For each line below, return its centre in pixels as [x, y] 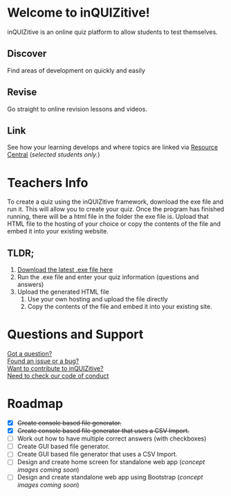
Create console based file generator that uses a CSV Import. [103, 431]
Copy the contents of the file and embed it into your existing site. [120, 307]
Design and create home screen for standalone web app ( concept [111, 462]
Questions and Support [75, 335]
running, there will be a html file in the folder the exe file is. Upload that [108, 217]
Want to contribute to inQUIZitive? [55, 369]
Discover [27, 54]
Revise [22, 92]
